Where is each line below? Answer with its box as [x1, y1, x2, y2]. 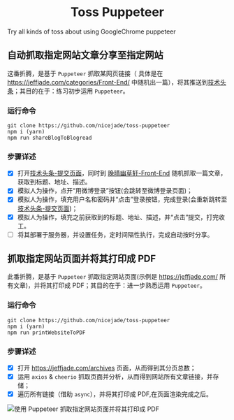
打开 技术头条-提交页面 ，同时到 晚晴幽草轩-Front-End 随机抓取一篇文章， [17, 169, 227, 178]
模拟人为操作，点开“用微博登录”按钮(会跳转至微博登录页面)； [17, 187, 193, 195]
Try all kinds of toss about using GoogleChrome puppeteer [7, 27, 176, 36]
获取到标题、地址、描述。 [17, 178, 92, 186]
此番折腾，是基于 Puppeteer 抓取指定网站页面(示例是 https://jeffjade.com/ [7, 273, 218, 281]
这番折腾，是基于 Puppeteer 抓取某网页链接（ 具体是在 [7, 69, 163, 78]
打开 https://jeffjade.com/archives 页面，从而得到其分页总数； [17, 364, 196, 372]
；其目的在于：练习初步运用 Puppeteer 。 [13, 87, 129, 95]
